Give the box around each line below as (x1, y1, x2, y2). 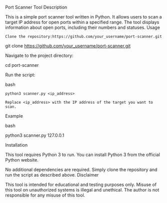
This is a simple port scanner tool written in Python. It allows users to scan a (5, 14, 162, 19)
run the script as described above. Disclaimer (5, 172, 99, 178)
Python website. (5, 157, 38, 163)
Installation (5, 142, 28, 148)
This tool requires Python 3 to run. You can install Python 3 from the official (5, 152, 160, 158)
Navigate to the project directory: (5, 52, 73, 58)
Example (5, 113, 23, 119)
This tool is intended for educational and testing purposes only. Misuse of (5, 182, 157, 188)
